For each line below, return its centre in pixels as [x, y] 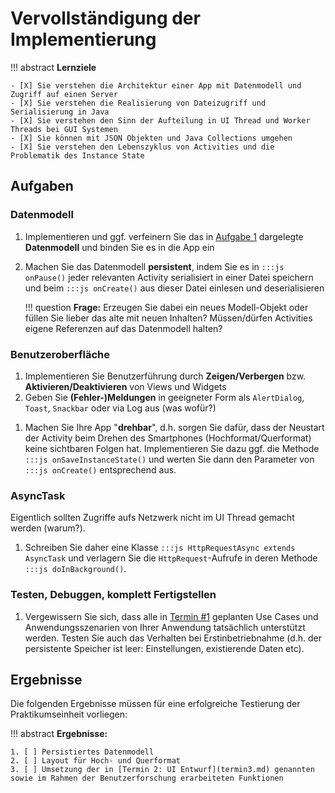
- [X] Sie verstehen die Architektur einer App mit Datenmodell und [156, 85]
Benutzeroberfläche [60, 354]
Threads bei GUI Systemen [64, 129]
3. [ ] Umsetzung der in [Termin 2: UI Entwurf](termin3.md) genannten [162, 770]
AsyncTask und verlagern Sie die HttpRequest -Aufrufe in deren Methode [171, 558]
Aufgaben [42, 186]
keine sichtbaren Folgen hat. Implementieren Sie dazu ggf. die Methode [172, 448]
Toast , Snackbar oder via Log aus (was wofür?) [120, 408]
